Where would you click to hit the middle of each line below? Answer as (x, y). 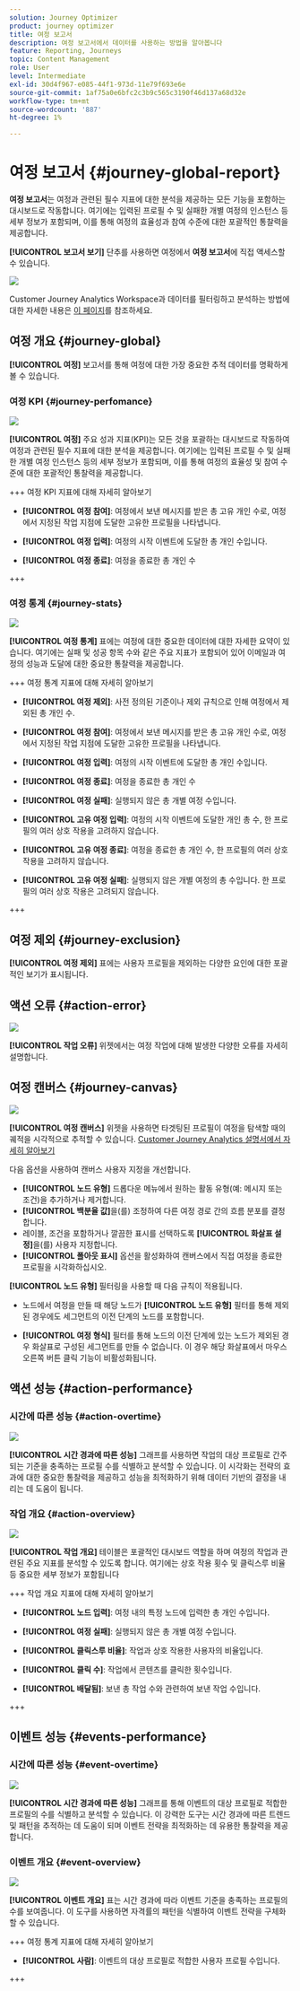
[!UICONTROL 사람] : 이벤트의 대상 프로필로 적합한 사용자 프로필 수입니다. (151, 1960)
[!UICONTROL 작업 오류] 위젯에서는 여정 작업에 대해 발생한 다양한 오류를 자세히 (149, 1045)
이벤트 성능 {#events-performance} (108, 1737)
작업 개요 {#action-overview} (73, 1514)
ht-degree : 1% (36, 118)
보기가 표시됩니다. (57, 974)
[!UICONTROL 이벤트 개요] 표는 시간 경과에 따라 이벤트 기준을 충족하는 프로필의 (149, 1899)
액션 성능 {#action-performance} (101, 1388)
